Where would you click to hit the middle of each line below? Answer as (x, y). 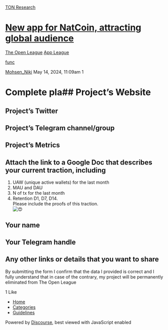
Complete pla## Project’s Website (78, 92)
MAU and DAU (27, 188)
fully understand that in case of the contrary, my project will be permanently (84, 277)
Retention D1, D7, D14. (35, 198)
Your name (23, 225)
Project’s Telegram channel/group (60, 128)
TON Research (20, 7)
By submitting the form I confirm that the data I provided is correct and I (80, 271)
